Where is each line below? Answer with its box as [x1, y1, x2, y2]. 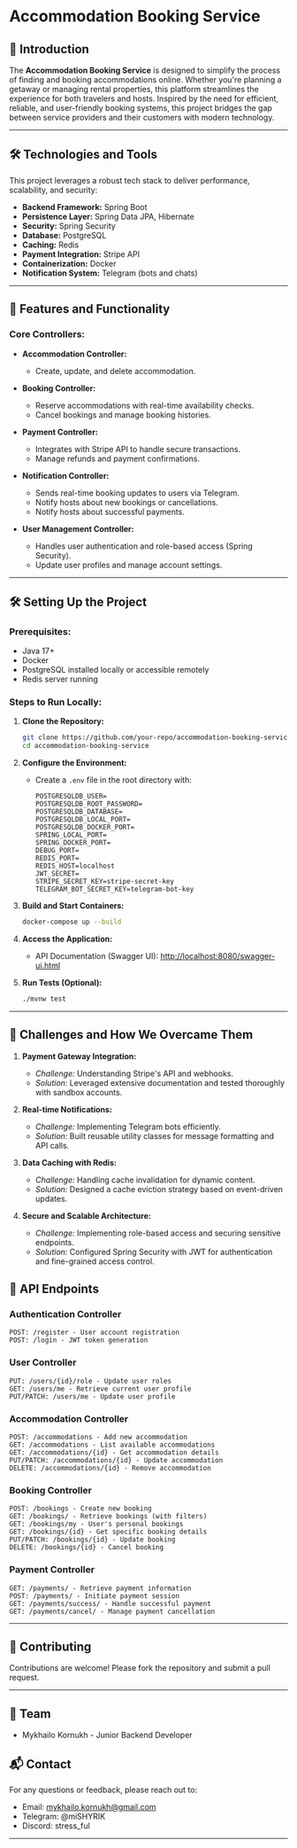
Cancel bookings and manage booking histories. [34, 409, 212, 420]
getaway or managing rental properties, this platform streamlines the [9, 84, 259, 94]
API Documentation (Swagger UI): [34, 951, 159, 962]
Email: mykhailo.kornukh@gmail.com [21, 1802, 156, 1813]
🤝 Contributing [9, 1640, 92, 1655]
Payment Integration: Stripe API [21, 248, 140, 259]
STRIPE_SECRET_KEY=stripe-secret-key [34, 877, 175, 886]
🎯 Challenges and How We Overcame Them [9, 1027, 254, 1042]
